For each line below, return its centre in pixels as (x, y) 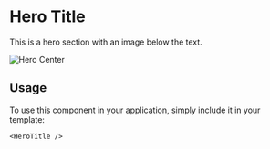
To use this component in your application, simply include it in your (135, 110)
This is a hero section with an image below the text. (106, 42)
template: (27, 119)
